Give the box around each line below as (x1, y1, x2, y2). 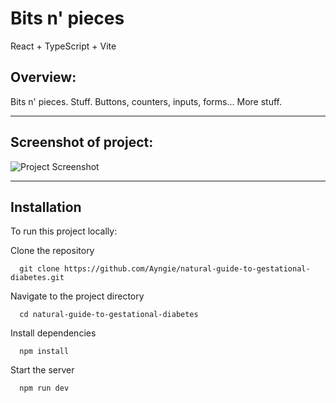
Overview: (10, 69, 77, 86)
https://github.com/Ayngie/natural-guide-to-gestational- (63, 264, 311, 274)
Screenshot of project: (10, 134, 154, 151)
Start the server (10, 364, 75, 376)
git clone (19, 264, 60, 274)
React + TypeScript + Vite (10, 40, 117, 52)
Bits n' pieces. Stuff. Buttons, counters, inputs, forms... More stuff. (10, 95, 283, 107)
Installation (10, 198, 82, 216)
